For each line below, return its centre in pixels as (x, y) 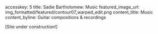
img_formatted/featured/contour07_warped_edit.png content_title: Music (79, 12)
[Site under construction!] (32, 27)
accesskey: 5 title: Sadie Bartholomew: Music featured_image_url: (73, 7)
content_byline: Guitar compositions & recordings (56, 17)
